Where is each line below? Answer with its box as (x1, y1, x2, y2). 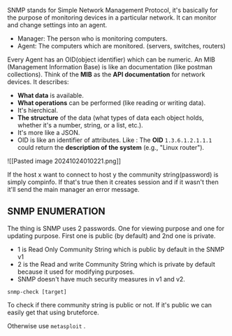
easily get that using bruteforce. (7, 308, 99, 316)
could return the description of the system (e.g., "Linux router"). (17, 143, 205, 151)
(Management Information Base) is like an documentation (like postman (7, 63, 213, 71)
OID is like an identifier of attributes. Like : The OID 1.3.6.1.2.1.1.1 (17, 136, 212, 144)
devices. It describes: (7, 78, 69, 86)
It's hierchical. (17, 106, 58, 114)
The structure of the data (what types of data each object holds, (17, 113, 204, 122)
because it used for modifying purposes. (17, 267, 135, 276)
